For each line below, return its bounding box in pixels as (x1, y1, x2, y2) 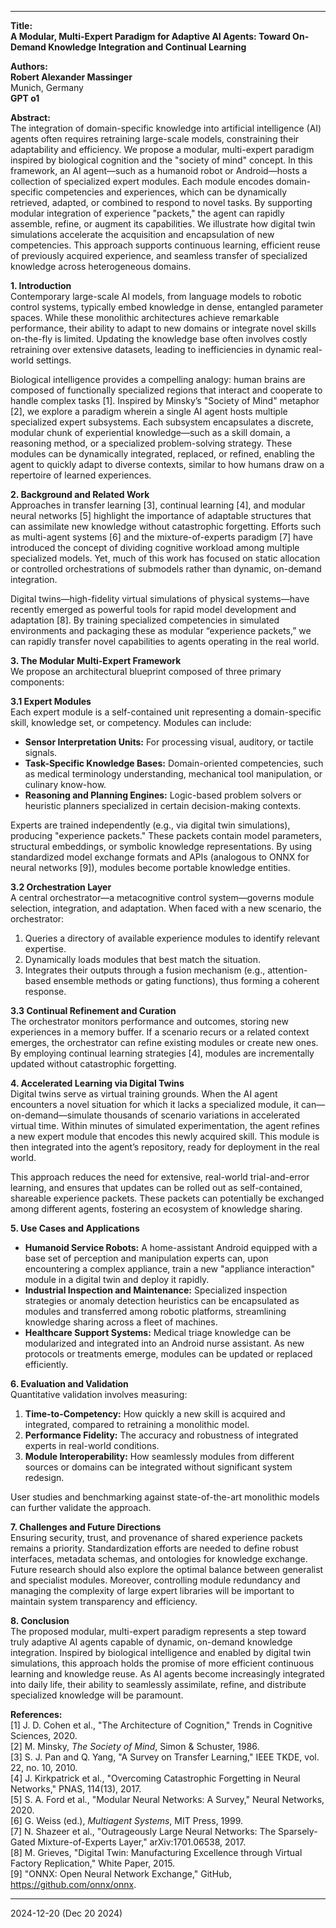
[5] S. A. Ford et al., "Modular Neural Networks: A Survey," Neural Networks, (10, 1794, 325, 1805)
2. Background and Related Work (10, 489, 150, 500)
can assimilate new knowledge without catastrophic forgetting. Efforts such (10, 521, 322, 532)
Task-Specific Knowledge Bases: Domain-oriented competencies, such (24, 757, 324, 769)
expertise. (24, 943, 67, 955)
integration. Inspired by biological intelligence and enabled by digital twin (10, 1647, 312, 1658)
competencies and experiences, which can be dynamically (45, 186, 288, 198)
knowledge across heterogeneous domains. (10, 261, 192, 272)
